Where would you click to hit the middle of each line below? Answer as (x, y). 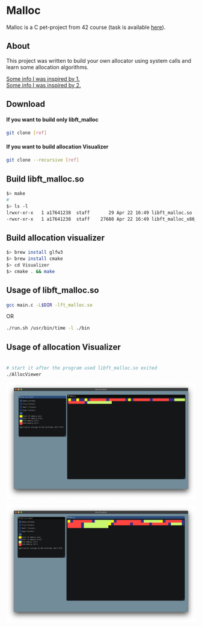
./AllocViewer (24, 374)
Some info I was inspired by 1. (43, 78)
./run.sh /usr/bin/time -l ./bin (48, 328)
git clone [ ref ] (26, 133)
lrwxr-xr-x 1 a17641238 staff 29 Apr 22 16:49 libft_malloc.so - (102, 213)
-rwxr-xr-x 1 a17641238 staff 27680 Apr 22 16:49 (78, 219)
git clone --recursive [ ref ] (43, 160)
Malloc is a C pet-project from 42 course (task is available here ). (86, 27)
